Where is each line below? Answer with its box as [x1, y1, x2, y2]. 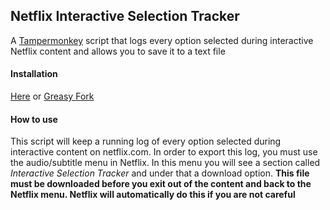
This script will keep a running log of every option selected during [10, 135, 282, 148]
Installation [10, 68, 58, 80]
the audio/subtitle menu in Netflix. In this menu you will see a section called [10, 157, 321, 169]
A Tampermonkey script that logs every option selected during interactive [10, 34, 314, 46]
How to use [10, 113, 58, 125]
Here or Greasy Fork [10, 90, 95, 103]
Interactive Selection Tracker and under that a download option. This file [10, 167, 310, 179]
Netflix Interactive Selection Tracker [10, 8, 240, 25]
